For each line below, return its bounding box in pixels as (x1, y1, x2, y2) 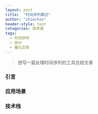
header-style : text (5, 21, 46, 27)
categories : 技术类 (5, 26, 44, 31)
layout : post (5, 7, 33, 13)
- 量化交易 (10, 45, 30, 50)
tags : (5, 31, 17, 36)
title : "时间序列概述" (5, 12, 51, 17)
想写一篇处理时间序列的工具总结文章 (17, 59, 93, 66)
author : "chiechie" (5, 17, 46, 22)
